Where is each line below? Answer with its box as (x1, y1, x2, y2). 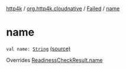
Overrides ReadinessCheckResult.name (6, 56, 103, 64)
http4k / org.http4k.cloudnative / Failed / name (6, 5, 120, 12)
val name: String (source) (6, 45, 71, 52)
